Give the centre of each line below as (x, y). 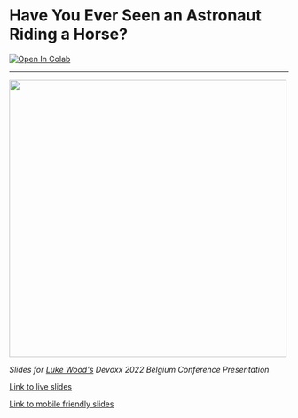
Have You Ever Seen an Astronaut (135, 16)
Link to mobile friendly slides (62, 404)
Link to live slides (41, 386)
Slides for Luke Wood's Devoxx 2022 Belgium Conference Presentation (139, 369)
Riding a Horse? (69, 34)
